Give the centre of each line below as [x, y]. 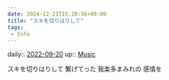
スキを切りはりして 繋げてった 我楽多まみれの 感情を [85, 69]
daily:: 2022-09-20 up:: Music [52, 54]
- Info [20, 34]
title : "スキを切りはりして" [46, 21]
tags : [15, 27]
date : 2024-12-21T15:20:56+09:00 [57, 14]
